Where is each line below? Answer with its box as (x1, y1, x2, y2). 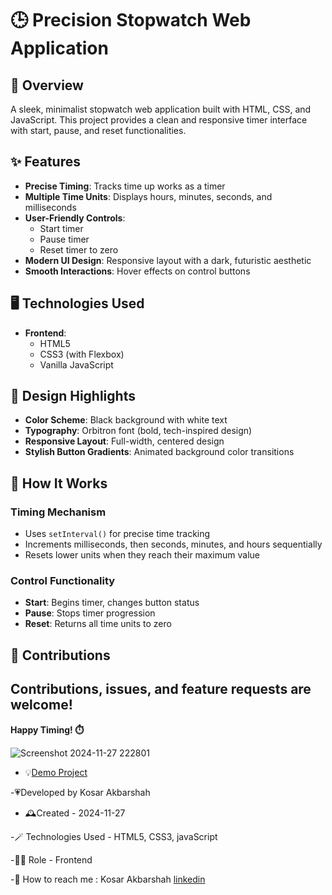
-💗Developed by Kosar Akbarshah (10, 786, 151, 798)
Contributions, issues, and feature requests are (10, 681, 312, 698)
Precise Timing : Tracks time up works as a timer (24, 180, 226, 192)
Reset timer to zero (39, 243, 119, 256)
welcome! (10, 697, 73, 714)
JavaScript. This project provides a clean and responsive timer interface (10, 114, 308, 126)
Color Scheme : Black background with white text (24, 414, 228, 426)
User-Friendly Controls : (24, 212, 126, 224)
